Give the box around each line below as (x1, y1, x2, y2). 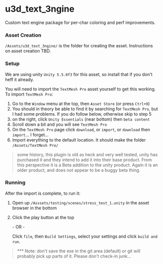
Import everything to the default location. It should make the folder (12, 137, 146, 142)
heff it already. (5, 77, 34, 82)
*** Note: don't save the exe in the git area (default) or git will (17, 248, 141, 254)
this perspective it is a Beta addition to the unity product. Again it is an (17, 162, 158, 168)
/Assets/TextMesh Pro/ (12, 143, 59, 148)
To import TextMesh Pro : (5, 91, 53, 97)
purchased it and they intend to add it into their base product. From (17, 157, 152, 162)
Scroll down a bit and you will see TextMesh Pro (12, 121, 107, 127)
